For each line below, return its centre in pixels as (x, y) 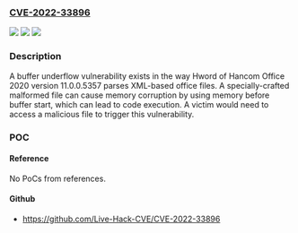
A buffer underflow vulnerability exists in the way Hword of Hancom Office (147, 76)
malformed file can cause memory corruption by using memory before (140, 95)
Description (35, 56)
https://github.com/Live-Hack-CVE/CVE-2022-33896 (121, 219)
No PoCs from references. (57, 178)
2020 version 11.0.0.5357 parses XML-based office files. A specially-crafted (149, 85)
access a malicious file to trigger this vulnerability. (102, 114)
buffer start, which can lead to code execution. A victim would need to (139, 104)
